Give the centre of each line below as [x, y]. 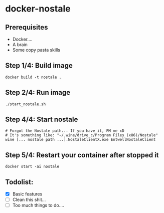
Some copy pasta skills [36, 50]
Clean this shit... [29, 200]
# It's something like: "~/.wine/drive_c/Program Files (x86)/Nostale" [81, 135]
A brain [20, 45]
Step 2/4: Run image [38, 92]
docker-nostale [38, 9]
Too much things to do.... [38, 205]
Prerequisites [27, 27]
